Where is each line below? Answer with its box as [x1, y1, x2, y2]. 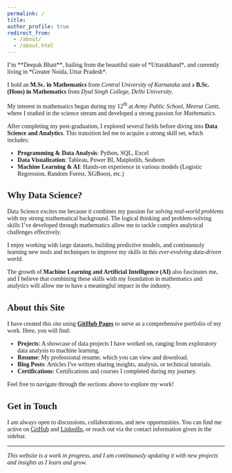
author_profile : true [7, 23, 70, 30]
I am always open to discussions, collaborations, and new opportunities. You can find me [7, 419, 222, 426]
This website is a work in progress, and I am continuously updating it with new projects [7, 452, 219, 460]
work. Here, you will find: [7, 327, 71, 335]
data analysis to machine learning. [17, 347, 100, 355]
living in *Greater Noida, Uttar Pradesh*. [7, 68, 108, 75]
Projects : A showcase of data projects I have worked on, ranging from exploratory [17, 340, 217, 348]
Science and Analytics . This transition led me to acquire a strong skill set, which [7, 129, 204, 137]
